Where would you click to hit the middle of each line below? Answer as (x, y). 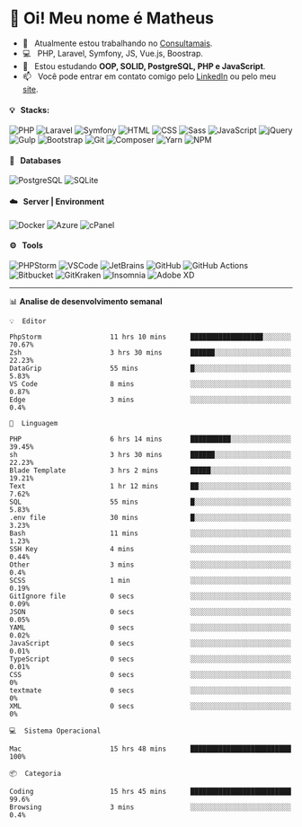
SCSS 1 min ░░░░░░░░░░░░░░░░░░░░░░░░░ (151, 580)
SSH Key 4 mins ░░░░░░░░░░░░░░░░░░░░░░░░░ (151, 549)
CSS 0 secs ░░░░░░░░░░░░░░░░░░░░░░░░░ (151, 674)
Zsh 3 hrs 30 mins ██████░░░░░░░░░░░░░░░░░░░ (151, 352)
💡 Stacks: (30, 110)
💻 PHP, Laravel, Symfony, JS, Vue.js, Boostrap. (113, 53)
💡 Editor (28, 321)
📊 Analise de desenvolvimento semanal (86, 301)
